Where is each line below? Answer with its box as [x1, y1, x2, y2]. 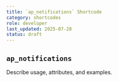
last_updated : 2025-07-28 [6, 26, 72, 32]
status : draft [6, 32, 43, 38]
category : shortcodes [6, 15, 61, 21]
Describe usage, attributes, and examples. [6, 68, 113, 76]
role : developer [6, 20, 47, 26]
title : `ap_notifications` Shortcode [6, 9, 102, 15]
